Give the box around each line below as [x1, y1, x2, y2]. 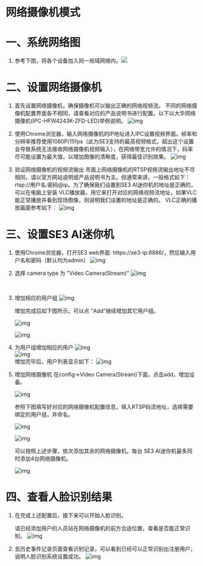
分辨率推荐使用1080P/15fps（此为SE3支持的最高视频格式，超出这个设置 [14, 138, 194, 145]
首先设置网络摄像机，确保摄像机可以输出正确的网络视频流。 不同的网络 [14, 102, 192, 110]
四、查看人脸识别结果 [5, 490, 113, 504]
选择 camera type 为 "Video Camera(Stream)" [14, 269, 129, 277]
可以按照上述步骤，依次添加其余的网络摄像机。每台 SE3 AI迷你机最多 [14, 447, 188, 455]
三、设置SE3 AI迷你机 [5, 228, 114, 241]
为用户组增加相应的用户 [14, 344, 74, 351]
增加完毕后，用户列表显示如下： [14, 358, 95, 365]
